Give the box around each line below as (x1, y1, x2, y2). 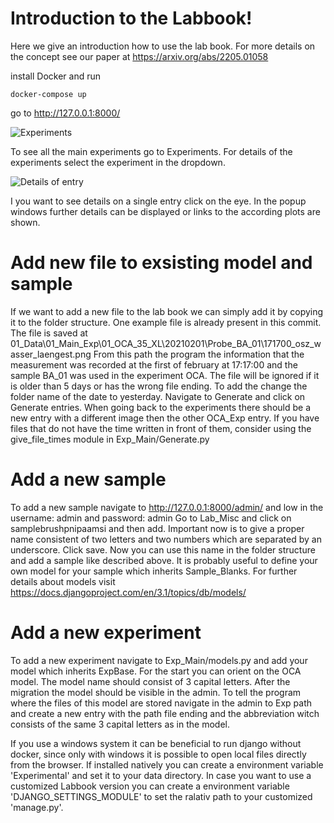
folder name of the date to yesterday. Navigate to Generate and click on (10, 390, 306, 402)
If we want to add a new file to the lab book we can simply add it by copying (10, 305, 324, 317)
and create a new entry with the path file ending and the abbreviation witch (10, 707, 320, 719)
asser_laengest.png (10, 348, 92, 360)
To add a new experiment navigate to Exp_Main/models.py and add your (10, 654, 308, 666)
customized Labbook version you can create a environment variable (10, 780, 290, 792)
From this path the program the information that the (93, 348, 305, 360)
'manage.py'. (10, 801, 64, 813)
